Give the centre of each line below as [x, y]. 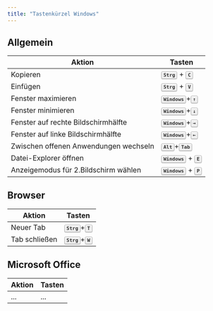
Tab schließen [34, 240]
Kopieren [26, 74]
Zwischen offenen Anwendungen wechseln [83, 146]
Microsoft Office [44, 265]
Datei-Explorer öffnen [48, 158]
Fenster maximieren [44, 98]
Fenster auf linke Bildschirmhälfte [66, 134]
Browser [26, 195]
